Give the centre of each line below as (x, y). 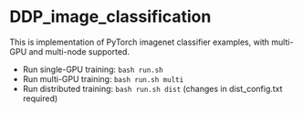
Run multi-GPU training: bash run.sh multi (103, 78)
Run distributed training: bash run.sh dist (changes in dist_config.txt (152, 88)
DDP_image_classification (110, 17)
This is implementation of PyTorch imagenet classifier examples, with (140, 42)
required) (40, 98)
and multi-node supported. (79, 51)
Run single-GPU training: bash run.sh (93, 69)
